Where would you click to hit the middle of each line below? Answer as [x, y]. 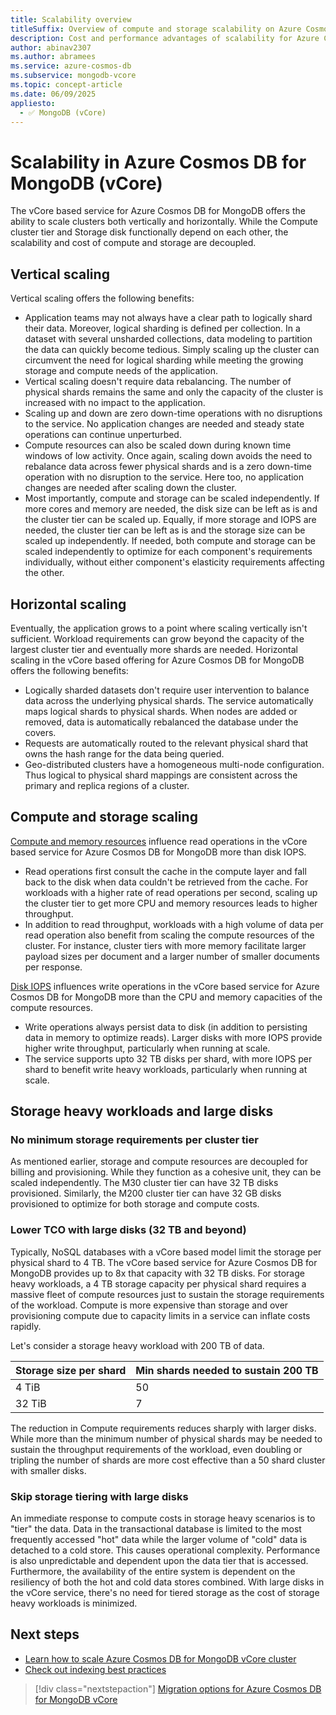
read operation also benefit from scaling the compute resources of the [169, 935]
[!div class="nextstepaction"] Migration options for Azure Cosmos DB [178, 1688]
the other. [44, 573]
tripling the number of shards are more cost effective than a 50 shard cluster [168, 1460]
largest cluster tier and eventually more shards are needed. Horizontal [154, 649]
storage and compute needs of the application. [121, 371]
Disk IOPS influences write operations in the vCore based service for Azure [165, 986]
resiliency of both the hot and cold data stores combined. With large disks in [167, 1582]
